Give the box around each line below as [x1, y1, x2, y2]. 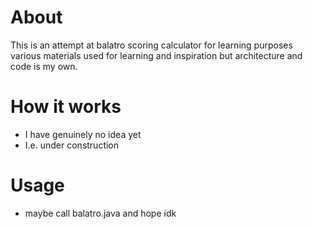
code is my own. [10, 60, 78, 72]
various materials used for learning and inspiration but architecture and [10, 49, 303, 61]
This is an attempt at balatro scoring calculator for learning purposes [10, 39, 293, 51]
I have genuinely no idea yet [24, 128, 142, 140]
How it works [10, 96, 122, 118]
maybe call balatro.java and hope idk [24, 207, 177, 219]
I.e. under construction [24, 139, 120, 151]
